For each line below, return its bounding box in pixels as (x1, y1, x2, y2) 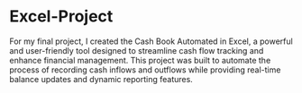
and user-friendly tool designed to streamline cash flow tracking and (9, 45, 264, 55)
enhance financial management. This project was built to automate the (9, 55, 271, 65)
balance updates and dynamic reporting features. (9, 73, 194, 84)
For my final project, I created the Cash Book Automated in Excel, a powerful (9, 36, 293, 46)
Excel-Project (9, 6, 114, 27)
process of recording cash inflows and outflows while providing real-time (9, 64, 281, 75)
